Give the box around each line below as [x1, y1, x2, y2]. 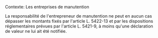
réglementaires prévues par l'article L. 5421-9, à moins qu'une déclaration [5, 23, 153, 29]
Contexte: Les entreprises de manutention [5, 4, 89, 9]
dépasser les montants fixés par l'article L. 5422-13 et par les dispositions [5, 19, 153, 24]
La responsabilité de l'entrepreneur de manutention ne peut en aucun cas [5, 13, 152, 19]
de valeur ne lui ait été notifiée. [5, 28, 67, 34]
